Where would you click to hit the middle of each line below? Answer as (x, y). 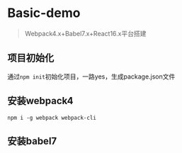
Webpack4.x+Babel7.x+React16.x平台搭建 (85, 33)
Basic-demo (44, 13)
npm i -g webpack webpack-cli (52, 118)
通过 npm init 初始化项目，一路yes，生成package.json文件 (91, 76)
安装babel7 (32, 141)
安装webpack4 (40, 101)
